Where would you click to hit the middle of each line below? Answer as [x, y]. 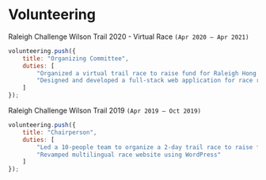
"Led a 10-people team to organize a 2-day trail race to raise [145, 147]
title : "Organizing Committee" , [76, 58]
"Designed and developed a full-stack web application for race [145, 81]
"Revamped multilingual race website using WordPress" [129, 155]
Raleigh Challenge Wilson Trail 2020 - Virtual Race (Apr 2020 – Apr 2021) [129, 36]
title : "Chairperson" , [60, 132]
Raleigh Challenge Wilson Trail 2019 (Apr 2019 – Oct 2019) [105, 111]
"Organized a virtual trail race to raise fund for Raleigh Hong [147, 73]
